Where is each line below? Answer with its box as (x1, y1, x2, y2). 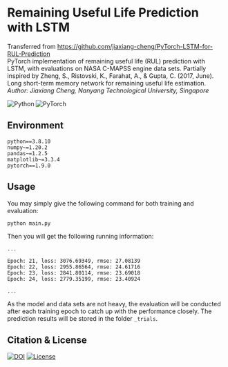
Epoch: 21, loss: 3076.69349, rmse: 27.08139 (7, 257, 140, 264)
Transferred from (7, 42, 57, 50)
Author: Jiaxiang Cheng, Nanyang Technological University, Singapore (7, 86, 209, 95)
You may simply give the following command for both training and (7, 199, 194, 208)
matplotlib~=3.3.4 (7, 156, 60, 163)
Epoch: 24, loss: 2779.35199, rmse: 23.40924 (7, 275, 140, 282)
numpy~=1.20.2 (7, 143, 48, 151)
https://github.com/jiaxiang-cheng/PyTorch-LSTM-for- (57, 42, 213, 50)
